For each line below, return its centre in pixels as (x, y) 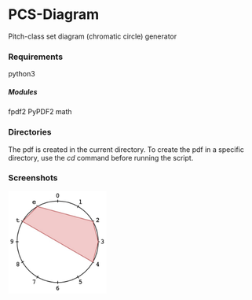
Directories (30, 132)
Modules (23, 91)
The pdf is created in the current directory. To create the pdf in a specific (126, 149)
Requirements (36, 57)
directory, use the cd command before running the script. (101, 157)
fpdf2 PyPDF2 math (40, 112)
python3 (22, 74)
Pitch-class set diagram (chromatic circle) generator (93, 36)
